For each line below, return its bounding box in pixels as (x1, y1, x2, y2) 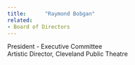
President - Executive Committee (7, 43, 103, 51)
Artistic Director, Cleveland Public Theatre (7, 50, 128, 58)
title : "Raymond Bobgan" (7, 10, 96, 17)
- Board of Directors (7, 23, 71, 30)
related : (7, 17, 33, 24)
